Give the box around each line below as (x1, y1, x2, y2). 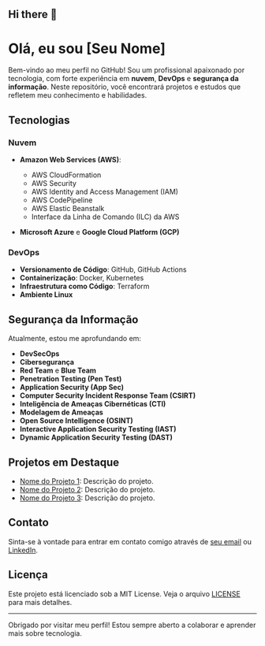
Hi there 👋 (8, 8, 58, 21)
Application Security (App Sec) (19, 383, 125, 392)
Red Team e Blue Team (19, 366, 97, 375)
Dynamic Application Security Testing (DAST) (19, 433, 174, 442)
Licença (8, 568, 49, 581)
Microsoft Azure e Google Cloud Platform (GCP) (19, 228, 180, 237)
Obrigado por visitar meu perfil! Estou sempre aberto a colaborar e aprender (8, 620, 256, 629)
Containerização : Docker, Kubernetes (19, 273, 144, 283)
